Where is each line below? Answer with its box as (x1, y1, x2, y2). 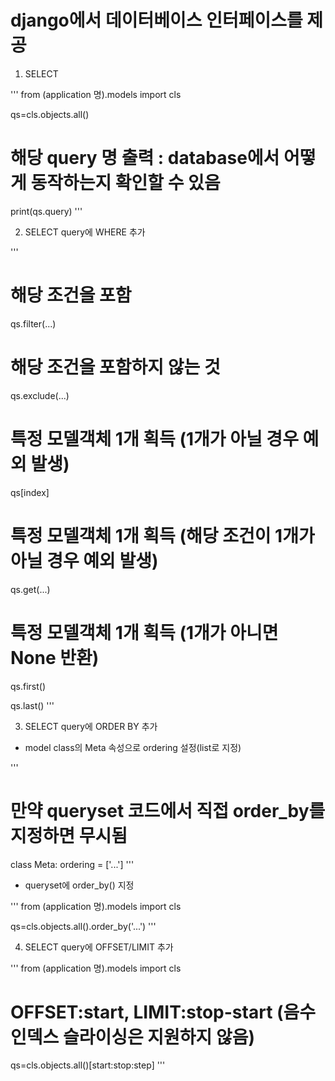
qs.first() (10, 680, 47, 692)
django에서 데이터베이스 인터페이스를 (10, 9, 303, 32)
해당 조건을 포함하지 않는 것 (10, 356, 221, 378)
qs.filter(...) (10, 317, 57, 330)
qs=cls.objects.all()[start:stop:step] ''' (10, 1059, 166, 1071)
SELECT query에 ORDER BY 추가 (24, 720, 158, 732)
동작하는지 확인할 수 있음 (30, 172, 221, 195)
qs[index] (10, 486, 50, 498)
